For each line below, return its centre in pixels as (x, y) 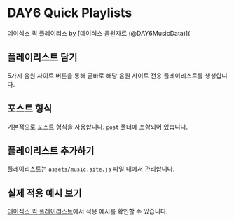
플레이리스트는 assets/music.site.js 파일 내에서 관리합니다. (91, 169)
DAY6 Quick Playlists (70, 13)
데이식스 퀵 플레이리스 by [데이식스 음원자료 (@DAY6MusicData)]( (99, 33)
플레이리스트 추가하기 (51, 151)
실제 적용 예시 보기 (44, 193)
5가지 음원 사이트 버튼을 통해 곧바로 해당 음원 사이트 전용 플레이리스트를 (105, 76)
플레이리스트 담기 (42, 57)
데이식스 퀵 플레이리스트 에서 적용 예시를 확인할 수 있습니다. (88, 211)
